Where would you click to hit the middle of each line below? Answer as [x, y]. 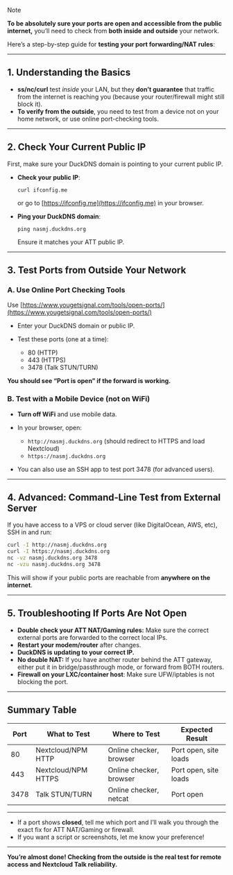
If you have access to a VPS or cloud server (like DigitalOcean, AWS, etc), [112, 525]
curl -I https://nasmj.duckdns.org [59, 552]
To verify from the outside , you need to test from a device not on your [118, 111]
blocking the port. [43, 681]
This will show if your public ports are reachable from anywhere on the [109, 577]
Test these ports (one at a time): [63, 339]
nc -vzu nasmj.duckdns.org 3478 [54, 565]
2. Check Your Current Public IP [77, 147]
